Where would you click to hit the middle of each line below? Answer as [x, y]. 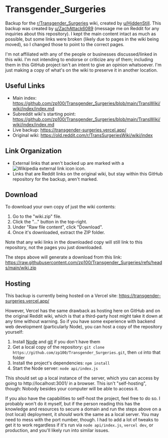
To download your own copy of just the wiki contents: [61, 207]
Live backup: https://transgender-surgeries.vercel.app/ [69, 130]
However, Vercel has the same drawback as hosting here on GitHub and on [83, 311]
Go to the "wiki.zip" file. [37, 216]
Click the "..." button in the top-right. [50, 222]
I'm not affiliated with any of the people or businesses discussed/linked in [81, 54]
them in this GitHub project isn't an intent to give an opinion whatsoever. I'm [83, 65]
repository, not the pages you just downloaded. [54, 248]
